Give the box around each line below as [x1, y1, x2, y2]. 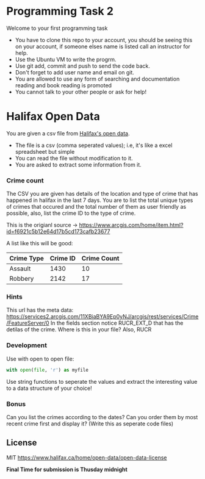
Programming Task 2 [6, 4, 114, 18]
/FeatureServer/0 [6, 319, 50, 327]
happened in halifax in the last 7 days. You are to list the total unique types [6, 196, 193, 204]
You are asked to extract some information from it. [15, 160, 142, 168]
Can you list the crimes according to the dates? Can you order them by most [6, 413, 198, 420]
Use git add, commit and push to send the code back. [15, 62, 151, 70]
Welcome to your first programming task [6, 24, 108, 32]
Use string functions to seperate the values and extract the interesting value [6, 378, 198, 385]
